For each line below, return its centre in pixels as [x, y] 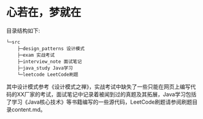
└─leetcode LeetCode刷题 [48, 74]
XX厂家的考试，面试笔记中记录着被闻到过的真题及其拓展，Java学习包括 [107, 94]
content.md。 [28, 109]
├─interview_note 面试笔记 [50, 62]
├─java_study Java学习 [45, 68]
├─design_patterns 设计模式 [51, 49]
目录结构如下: [23, 31]
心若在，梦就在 [44, 13]
